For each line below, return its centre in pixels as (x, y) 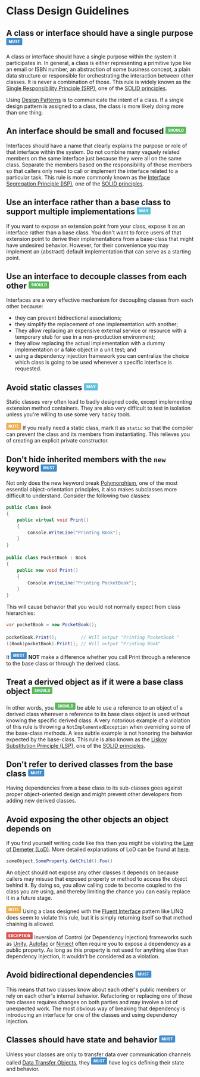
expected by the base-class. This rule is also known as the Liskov (87, 739)
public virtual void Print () (53, 520)
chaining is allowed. (30, 924)
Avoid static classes (44, 387)
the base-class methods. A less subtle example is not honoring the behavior (99, 733)
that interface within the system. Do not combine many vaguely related (93, 152)
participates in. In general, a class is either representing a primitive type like (99, 63)
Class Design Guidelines (68, 11)
